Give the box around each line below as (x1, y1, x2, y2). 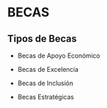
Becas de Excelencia (17, 65, 79, 73)
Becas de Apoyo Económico (17, 51, 101, 60)
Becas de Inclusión (17, 79, 74, 87)
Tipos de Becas (7, 33, 77, 45)
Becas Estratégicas (17, 93, 74, 101)
